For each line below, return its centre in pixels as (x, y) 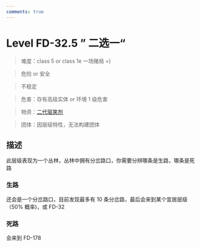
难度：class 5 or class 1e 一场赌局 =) (66, 61)
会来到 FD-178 (24, 237)
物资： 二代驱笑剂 (42, 112)
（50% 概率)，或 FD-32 (35, 206)
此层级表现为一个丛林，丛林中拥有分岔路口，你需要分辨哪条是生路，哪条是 (98, 161)
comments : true (25, 12)
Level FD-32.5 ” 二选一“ (66, 43)
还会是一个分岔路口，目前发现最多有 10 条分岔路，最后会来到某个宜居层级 (97, 199)
